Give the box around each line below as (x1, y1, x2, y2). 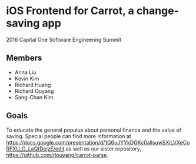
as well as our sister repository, (65, 145, 142, 152)
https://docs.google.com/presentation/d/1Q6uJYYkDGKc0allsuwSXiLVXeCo (6, 139, 190, 146)
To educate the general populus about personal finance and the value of (6, 126, 181, 133)
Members (6, 53, 42, 63)
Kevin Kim (14, 75, 39, 82)
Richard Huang (14, 81, 51, 88)
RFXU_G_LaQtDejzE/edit (6, 145, 65, 152)
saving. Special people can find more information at (6, 132, 131, 139)
